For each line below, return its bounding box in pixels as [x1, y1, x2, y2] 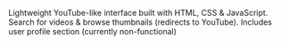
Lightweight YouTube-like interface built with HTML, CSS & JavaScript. [8, 8, 269, 18]
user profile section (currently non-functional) [8, 26, 178, 36]
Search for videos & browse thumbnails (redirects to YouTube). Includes [8, 17, 273, 27]
